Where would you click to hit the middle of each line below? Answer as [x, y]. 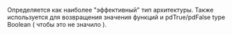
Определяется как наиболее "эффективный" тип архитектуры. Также [110, 10]
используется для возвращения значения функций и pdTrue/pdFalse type [116, 17]
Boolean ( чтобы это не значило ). [57, 24]
